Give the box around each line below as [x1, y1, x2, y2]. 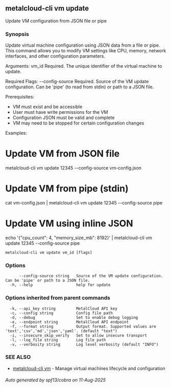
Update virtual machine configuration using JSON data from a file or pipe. [5, 42, 160, 48]
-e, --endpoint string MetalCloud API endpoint [10, 319, 129, 324]
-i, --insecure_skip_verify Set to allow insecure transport [10, 333, 147, 338]
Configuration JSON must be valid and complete [12, 115, 115, 121]
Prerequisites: [5, 94, 35, 100]
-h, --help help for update [10, 282, 111, 288]
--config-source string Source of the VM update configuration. [18, 274, 163, 279]
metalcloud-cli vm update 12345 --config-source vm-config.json [5, 165, 142, 171]
